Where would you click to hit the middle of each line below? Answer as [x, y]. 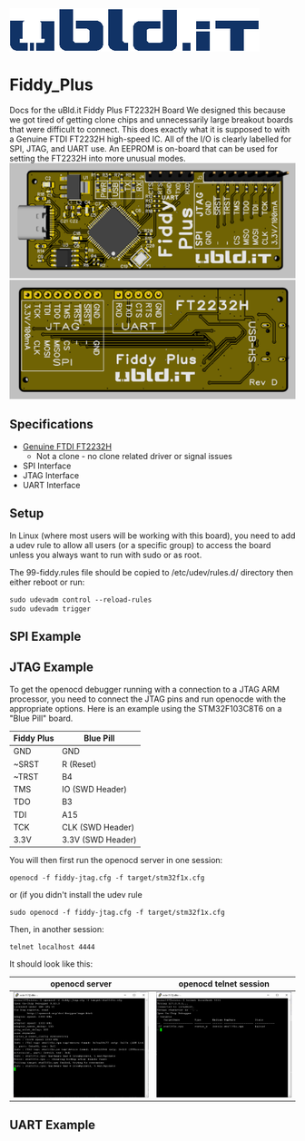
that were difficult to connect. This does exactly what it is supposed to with [150, 129]
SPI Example [45, 636]
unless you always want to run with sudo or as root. [106, 555]
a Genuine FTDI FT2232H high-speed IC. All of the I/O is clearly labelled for [151, 139]
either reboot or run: [47, 582]
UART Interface [51, 485]
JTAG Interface [51, 475]
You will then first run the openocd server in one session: [116, 860]
